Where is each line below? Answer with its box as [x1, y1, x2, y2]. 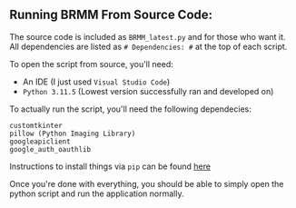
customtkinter [9, 121, 64, 130]
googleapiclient [9, 136, 71, 146]
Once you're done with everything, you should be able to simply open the [9, 178, 284, 189]
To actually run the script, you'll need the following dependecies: [9, 104, 252, 114]
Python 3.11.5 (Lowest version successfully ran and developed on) [22, 85, 274, 96]
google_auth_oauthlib [9, 144, 92, 154]
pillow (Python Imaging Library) [9, 129, 136, 138]
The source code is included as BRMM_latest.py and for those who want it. [9, 31, 286, 42]
